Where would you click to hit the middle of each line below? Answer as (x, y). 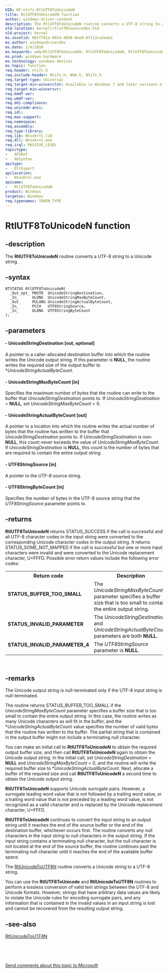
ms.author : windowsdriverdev (35, 43)
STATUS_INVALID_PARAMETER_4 (48, 645)
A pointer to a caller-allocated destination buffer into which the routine (77, 354)
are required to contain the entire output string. (53, 453)
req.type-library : (24, 131)
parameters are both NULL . (126, 636)
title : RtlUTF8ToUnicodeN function (42, 15)
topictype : (16, 150)
